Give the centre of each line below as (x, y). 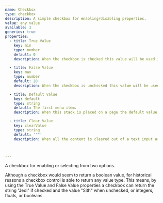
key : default (27, 99)
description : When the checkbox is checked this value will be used (84, 59)
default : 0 (25, 54)
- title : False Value (31, 68)
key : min (23, 45)
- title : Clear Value (31, 121)
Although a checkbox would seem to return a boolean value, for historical (78, 175)
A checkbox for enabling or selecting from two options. (60, 166)
